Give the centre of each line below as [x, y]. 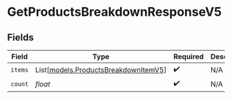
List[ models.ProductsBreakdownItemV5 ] [101, 69]
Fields [21, 37]
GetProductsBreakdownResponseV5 [115, 12]
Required [189, 57]
